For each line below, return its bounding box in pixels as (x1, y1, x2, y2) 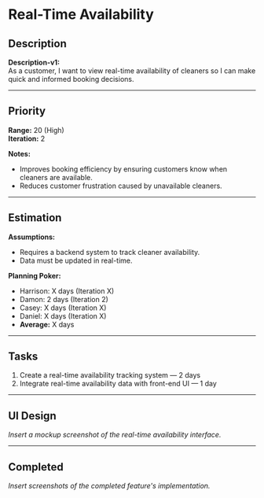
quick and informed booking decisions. (8, 75, 134, 83)
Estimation (8, 211, 62, 225)
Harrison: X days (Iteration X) (19, 286, 115, 296)
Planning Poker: (8, 271, 61, 280)
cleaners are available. (19, 172, 93, 182)
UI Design (8, 409, 57, 422)
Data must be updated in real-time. (19, 256, 133, 265)
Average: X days (19, 319, 75, 329)
